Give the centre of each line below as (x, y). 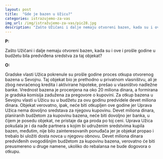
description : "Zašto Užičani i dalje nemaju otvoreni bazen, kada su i (79, 28)
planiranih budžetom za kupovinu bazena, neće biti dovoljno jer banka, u (77, 116)
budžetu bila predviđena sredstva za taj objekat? (54, 56)
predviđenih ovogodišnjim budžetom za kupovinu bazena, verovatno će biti (80, 141)
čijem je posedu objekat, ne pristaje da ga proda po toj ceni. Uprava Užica (79, 121)
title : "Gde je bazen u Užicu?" (39, 14)
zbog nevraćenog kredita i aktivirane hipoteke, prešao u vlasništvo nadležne (81, 85)
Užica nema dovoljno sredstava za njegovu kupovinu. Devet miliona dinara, (80, 110)
